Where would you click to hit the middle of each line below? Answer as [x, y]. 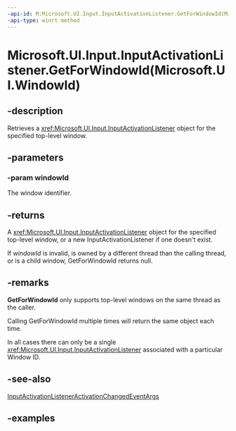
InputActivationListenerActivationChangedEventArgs [83, 396]
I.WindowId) [44, 85]
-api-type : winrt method [44, 20]
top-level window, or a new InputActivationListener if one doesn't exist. [110, 239]
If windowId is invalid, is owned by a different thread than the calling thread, [117, 253]
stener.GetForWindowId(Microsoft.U [117, 70]
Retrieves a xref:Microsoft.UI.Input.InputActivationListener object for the [112, 128]
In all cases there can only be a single [62, 342]
